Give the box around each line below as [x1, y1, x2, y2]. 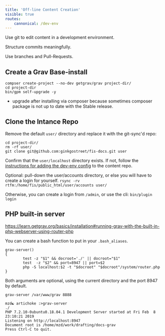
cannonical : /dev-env [14, 21, 58, 26]
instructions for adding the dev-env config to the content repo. [5, 163, 132, 168]
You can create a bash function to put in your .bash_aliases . [5, 237, 128, 244]
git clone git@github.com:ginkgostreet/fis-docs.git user [5, 149, 127, 154]
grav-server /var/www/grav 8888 [5, 292, 72, 297]
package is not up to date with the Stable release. [12, 103, 114, 109]
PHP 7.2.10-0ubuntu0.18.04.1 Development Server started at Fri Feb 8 [5, 309, 156, 314]
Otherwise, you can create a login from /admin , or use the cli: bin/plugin [5, 191, 152, 197]
